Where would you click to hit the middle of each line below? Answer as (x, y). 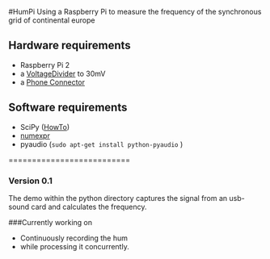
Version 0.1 (30, 181)
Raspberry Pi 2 (45, 65)
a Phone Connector (53, 82)
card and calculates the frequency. (89, 207)
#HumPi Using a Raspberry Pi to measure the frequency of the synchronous (135, 12)
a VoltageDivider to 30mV (63, 73)
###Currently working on (51, 222)
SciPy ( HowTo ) (45, 127)
